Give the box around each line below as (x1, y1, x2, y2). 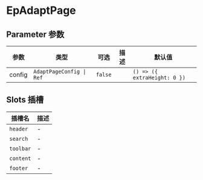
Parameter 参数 (6, 29, 65, 39)
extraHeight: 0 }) (132, 74, 186, 81)
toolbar (9, 145, 31, 152)
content (9, 155, 31, 162)
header (9, 125, 28, 132)
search (9, 135, 28, 142)
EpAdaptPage (6, 4, 77, 18)
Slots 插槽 (6, 95, 44, 105)
